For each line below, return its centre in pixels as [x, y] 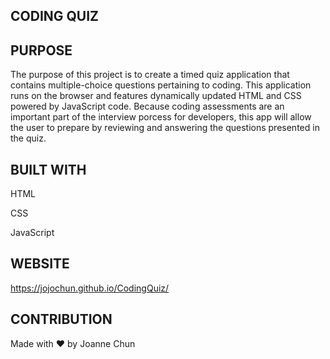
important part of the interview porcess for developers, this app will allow [161, 117]
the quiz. [28, 138]
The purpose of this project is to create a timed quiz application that [150, 75]
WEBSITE [40, 264]
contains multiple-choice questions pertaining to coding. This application [161, 85]
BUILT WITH [48, 169]
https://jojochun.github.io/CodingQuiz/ [90, 288]
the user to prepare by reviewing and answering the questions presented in [165, 128]
